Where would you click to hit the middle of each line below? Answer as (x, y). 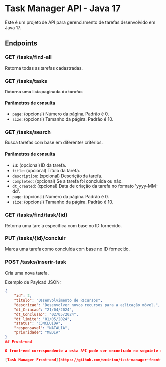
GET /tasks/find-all (28, 57)
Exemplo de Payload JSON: (33, 282)
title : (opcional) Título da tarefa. (46, 170)
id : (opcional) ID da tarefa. (39, 165)
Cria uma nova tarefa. (27, 273)
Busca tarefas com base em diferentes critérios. (54, 143)
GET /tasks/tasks (26, 81)
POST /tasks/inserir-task (36, 262)
